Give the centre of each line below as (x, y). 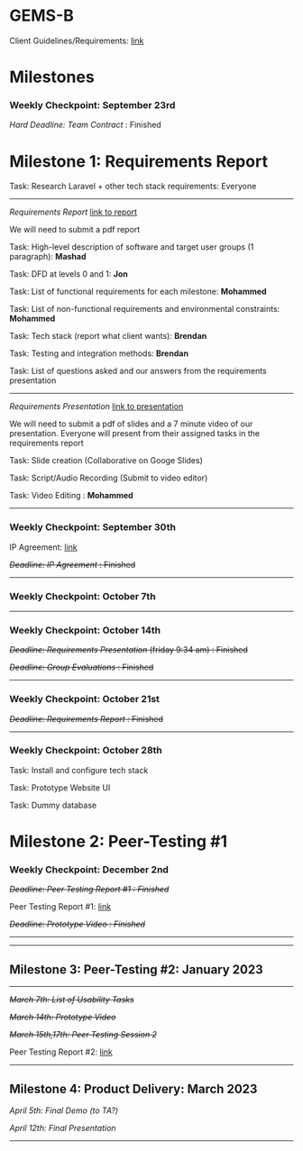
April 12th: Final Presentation (63, 1128)
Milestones (52, 77)
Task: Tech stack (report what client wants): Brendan (108, 336)
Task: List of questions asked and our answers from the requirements (138, 371)
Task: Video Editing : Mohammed (71, 496)
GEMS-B (42, 16)
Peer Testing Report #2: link (61, 1052)
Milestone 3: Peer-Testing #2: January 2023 (136, 969)
